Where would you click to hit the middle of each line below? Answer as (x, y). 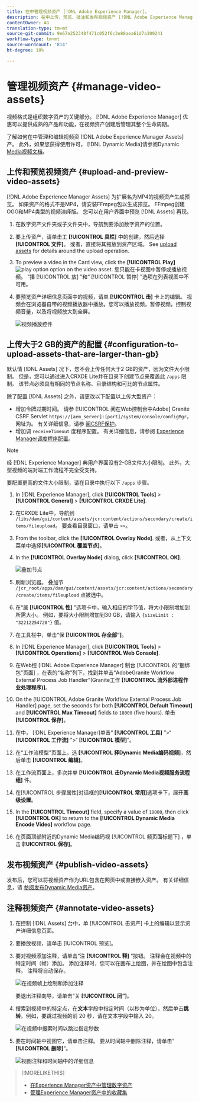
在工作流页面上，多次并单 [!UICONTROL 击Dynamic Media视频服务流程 (102, 773)
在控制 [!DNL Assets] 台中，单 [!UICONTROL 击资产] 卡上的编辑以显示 (100, 923)
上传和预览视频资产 (42, 172)
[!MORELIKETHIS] (43, 1072)
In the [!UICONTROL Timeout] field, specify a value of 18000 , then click (102, 812)
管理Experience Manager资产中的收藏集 (79, 1092)
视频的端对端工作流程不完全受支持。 (56, 470)
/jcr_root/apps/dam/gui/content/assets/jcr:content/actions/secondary (104, 588)
